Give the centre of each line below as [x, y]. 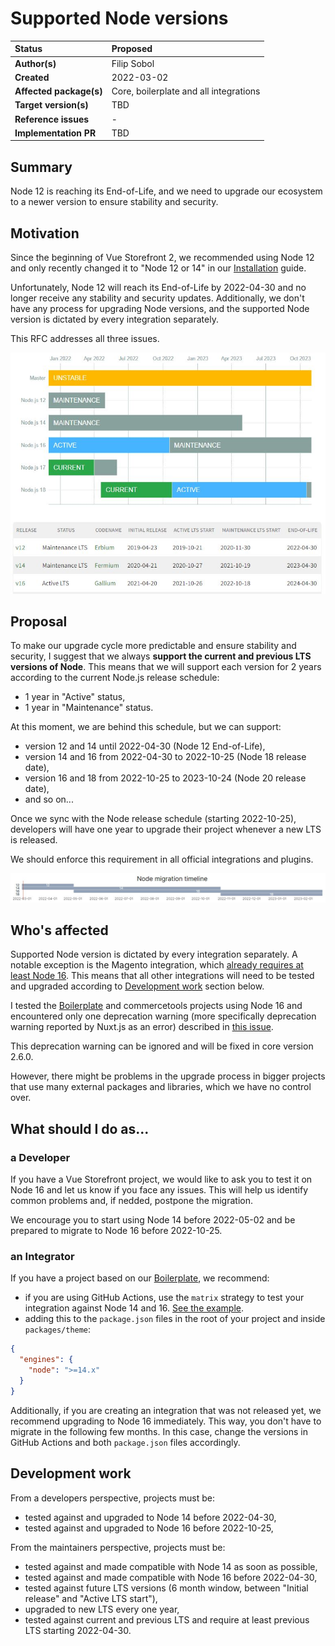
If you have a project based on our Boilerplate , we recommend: [140, 1278]
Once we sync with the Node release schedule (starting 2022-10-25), [153, 819]
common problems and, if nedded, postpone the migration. [131, 1201]
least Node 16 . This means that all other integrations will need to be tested [162, 976]
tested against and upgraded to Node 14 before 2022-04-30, [150, 1517]
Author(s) [35, 63]
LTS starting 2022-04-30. [78, 1630]
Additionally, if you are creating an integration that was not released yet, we [166, 1410]
